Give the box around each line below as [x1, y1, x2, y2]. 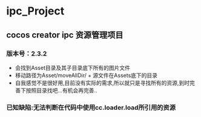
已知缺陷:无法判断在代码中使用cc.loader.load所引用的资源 [6, 103, 176, 112]
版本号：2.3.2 [6, 49, 47, 58]
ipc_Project [6, 4, 65, 18]
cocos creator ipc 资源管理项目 [6, 30, 124, 40]
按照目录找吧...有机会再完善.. [25, 86, 97, 94]
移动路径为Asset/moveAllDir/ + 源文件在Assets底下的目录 [15, 71, 158, 79]
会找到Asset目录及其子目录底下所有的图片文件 [15, 64, 130, 71]
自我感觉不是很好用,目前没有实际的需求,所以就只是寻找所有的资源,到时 [15, 79, 189, 86]
